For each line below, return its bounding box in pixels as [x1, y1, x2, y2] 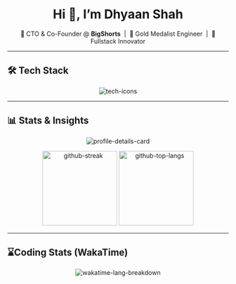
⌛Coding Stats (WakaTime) [7, 246, 129, 258]
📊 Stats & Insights [7, 115, 89, 127]
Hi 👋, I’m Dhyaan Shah [52, 6, 184, 22]
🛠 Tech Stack [7, 65, 69, 76]
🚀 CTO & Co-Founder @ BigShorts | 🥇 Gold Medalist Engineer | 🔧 [20, 29, 216, 38]
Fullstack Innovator [90, 36, 146, 45]
